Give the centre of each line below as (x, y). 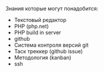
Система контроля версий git (51, 45)
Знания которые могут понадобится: (52, 9)
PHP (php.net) (31, 26)
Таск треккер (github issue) (48, 51)
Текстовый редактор (40, 20)
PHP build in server (38, 32)
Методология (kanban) (43, 58)
